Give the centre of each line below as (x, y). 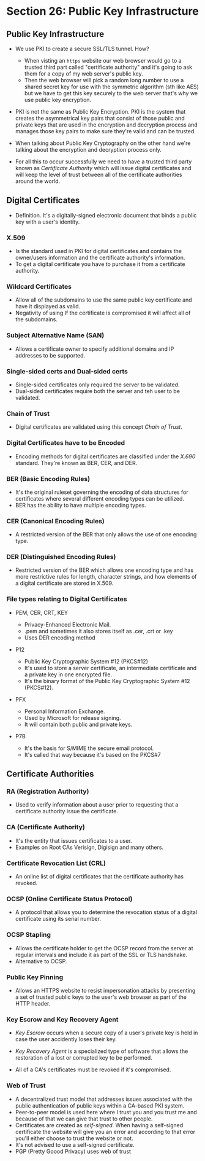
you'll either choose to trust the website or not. (74, 1138)
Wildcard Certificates (39, 287)
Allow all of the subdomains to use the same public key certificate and (103, 300)
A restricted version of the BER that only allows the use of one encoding (106, 534)
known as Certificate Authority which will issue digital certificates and (103, 168)
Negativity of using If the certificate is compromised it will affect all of (103, 313)
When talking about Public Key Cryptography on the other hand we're (103, 143)
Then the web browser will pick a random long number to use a (104, 80)
